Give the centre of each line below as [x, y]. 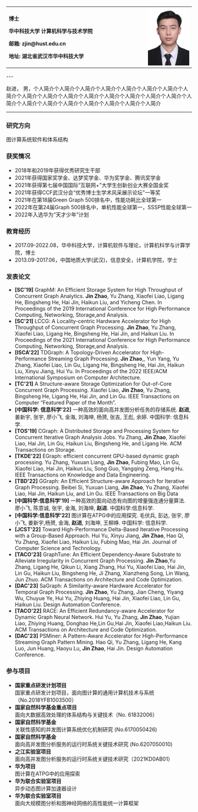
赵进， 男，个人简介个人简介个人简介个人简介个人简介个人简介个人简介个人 [97, 88]
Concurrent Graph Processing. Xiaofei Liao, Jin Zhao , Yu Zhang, [93, 390]
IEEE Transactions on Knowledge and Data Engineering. [82, 475]
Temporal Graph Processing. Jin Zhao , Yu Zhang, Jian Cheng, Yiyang [99, 592]
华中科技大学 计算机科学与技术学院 [51, 31]
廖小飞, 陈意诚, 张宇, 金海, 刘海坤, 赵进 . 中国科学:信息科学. [84, 508]
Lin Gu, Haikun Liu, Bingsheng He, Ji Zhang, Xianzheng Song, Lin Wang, [102, 573]
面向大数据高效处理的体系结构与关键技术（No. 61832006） [86, 715]
